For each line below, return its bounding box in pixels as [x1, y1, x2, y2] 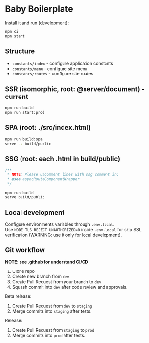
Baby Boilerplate [5, 3, 73, 15]
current [5, 92, 28, 101]
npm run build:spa [5, 136, 43, 142]
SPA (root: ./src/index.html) [5, 123, 91, 132]
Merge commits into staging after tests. [12, 308, 92, 314]
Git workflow [5, 246, 45, 254]
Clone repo [12, 269, 35, 274]
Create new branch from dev [12, 273, 69, 280]
